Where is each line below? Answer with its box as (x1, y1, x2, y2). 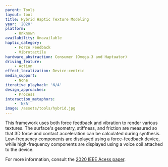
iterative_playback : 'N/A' (5, 82, 62, 87)
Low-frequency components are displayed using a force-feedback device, (5, 136, 160, 142)
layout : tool (5, 12, 33, 17)
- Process (14, 92, 35, 97)
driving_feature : (5, 59, 42, 64)
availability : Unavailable (5, 36, 62, 41)
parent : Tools (5, 7, 35, 13)
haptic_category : (5, 40, 42, 45)
